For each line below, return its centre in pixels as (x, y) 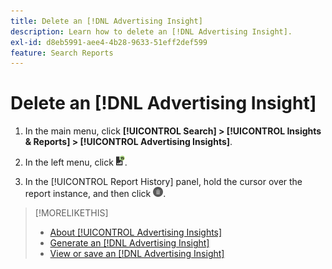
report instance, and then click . (95, 194)
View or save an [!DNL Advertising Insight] (137, 254)
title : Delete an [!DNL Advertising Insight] (106, 21)
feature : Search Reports (62, 53)
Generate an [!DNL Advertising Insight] (129, 243)
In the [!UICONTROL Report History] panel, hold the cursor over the (163, 182)
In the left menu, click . (76, 162)
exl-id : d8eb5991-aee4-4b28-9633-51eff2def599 (109, 42)
